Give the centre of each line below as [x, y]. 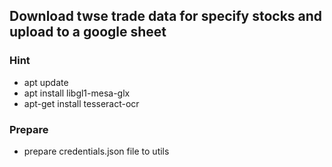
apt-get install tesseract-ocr [81, 103]
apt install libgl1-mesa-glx [77, 93]
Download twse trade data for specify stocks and [166, 16]
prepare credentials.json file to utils [96, 151]
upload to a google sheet [88, 32]
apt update [46, 82]
